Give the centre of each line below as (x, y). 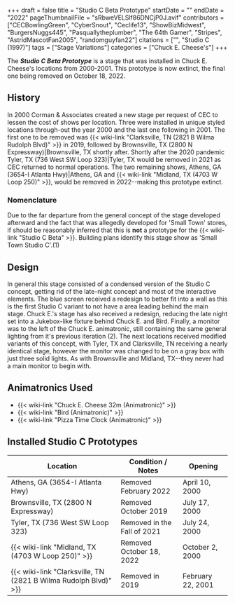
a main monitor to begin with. (49, 366)
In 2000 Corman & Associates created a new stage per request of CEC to (113, 114)
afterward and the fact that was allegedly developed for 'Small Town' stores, (117, 223)
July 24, (196, 522)
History (24, 98)
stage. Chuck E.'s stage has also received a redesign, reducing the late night (117, 313)
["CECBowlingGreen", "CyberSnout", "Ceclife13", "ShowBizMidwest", (107, 25)
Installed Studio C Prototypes (72, 442)
